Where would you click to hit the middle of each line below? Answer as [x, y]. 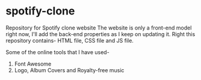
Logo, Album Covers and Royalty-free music [69, 70]
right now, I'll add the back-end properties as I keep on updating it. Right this [100, 34]
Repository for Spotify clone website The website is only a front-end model [99, 28]
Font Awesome [33, 64]
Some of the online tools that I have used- [57, 52]
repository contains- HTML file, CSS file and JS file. [70, 40]
